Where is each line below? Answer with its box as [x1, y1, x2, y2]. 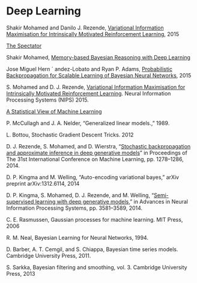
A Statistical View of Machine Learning [6, 108, 102, 115]
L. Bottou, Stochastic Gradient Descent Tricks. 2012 [6, 131, 134, 138]
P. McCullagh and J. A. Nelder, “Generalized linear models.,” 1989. [6, 119, 170, 127]
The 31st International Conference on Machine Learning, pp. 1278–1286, [6, 155, 184, 163]
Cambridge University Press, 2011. [6, 252, 91, 259]
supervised [6, 198, 34, 205]
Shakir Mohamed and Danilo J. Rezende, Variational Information [6, 24, 164, 31]
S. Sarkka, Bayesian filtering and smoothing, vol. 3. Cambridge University [6, 263, 187, 271]
